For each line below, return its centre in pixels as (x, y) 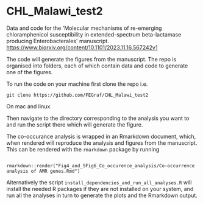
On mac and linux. (29, 106)
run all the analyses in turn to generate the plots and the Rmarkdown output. (102, 195)
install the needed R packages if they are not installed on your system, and (100, 189)
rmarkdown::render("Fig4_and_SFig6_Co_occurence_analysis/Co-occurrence (101, 165)
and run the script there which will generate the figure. (75, 124)
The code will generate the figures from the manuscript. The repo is (91, 59)
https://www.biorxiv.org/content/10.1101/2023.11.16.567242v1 (82, 47)
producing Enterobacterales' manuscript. (58, 41)
